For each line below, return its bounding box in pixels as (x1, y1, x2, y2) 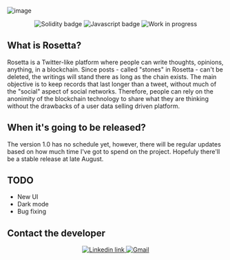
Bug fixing (17, 207, 47, 216)
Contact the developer (7, 227, 105, 239)
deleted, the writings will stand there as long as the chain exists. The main (7, 72, 217, 80)
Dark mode (17, 200, 50, 208)
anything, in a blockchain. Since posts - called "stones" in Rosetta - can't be (7, 65, 224, 74)
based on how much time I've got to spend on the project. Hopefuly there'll (7, 147, 220, 155)
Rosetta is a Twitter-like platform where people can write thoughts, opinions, (7, 58, 224, 66)
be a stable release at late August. (7, 155, 104, 163)
